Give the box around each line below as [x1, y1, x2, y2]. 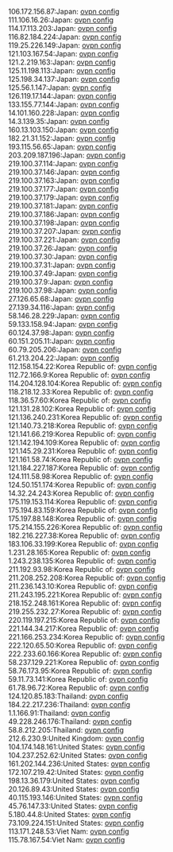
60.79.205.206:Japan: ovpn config [8, 345, 121, 354]
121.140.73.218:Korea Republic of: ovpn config [8, 421, 158, 430]
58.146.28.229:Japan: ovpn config [8, 311, 121, 321]
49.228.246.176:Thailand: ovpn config [8, 717, 133, 726]
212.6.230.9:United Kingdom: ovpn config [8, 733, 144, 743]
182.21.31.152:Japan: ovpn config [8, 134, 116, 142]
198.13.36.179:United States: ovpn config [8, 776, 140, 785]
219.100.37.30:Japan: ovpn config [8, 252, 117, 261]
